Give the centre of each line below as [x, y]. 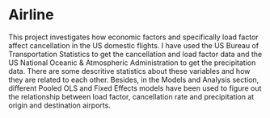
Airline [31, 15]
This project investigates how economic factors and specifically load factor [133, 37]
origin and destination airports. [59, 105]
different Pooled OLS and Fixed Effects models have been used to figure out [135, 88]
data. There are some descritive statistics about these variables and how [129, 71]
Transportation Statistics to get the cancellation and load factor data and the [135, 54]
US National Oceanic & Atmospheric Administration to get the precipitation [132, 63]
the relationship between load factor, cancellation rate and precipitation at [131, 96]
